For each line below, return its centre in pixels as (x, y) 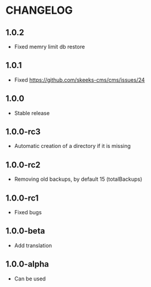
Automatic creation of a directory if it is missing (72, 146)
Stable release (32, 113)
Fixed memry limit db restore (50, 47)
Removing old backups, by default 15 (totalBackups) (78, 179)
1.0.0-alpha (27, 264)
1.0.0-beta (25, 231)
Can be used (30, 279)
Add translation (33, 245)
